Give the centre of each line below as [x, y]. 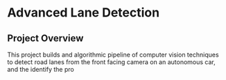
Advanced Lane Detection [84, 13]
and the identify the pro [41, 69]
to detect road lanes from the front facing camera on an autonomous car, [112, 62]
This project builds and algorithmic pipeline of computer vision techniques [113, 54]
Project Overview [45, 38]
